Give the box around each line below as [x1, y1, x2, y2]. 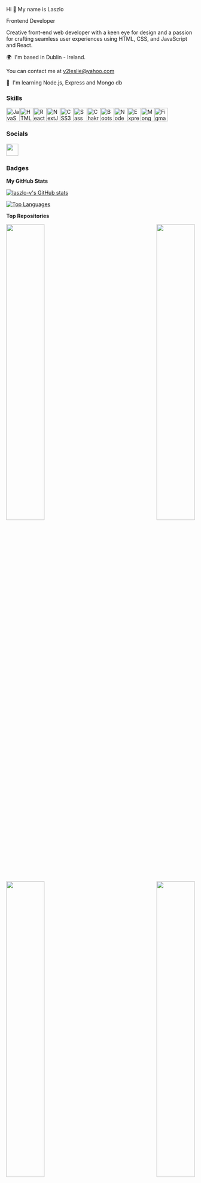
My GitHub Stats [6, 177, 48, 184]
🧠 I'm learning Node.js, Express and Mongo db [6, 79, 123, 86]
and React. [6, 42, 33, 49]
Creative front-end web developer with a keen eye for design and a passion [6, 29, 193, 36]
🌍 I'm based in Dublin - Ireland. [6, 54, 86, 60]
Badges [6, 164, 29, 172]
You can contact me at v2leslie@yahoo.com [6, 68, 115, 74]
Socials [6, 129, 28, 138]
